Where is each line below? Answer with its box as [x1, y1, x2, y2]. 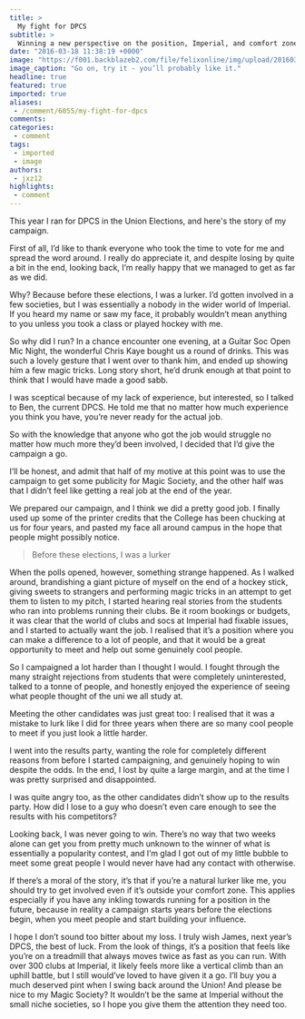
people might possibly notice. [9, 532, 121, 542]
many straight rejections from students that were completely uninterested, [9, 671, 287, 682]
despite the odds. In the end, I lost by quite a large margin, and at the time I [9, 765, 290, 775]
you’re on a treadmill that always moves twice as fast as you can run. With [9, 951, 287, 961]
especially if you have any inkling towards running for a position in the [9, 895, 271, 905]
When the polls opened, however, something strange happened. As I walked [9, 567, 295, 578]
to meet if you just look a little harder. [9, 727, 148, 738]
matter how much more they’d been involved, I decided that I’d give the [9, 439, 275, 450]
